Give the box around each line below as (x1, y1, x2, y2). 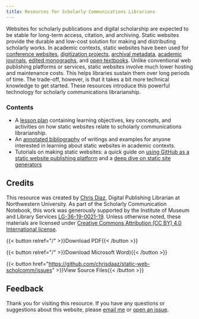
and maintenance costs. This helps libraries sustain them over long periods (6, 69, 190, 76)
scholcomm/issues (6, 266, 52, 274)
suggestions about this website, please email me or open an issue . (6, 306, 169, 313)
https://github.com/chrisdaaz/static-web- (48, 260, 150, 267)
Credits (6, 178, 34, 188)
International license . (6, 226, 58, 233)
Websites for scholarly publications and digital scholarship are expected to (6, 25, 189, 32)
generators (14, 161, 42, 168)
